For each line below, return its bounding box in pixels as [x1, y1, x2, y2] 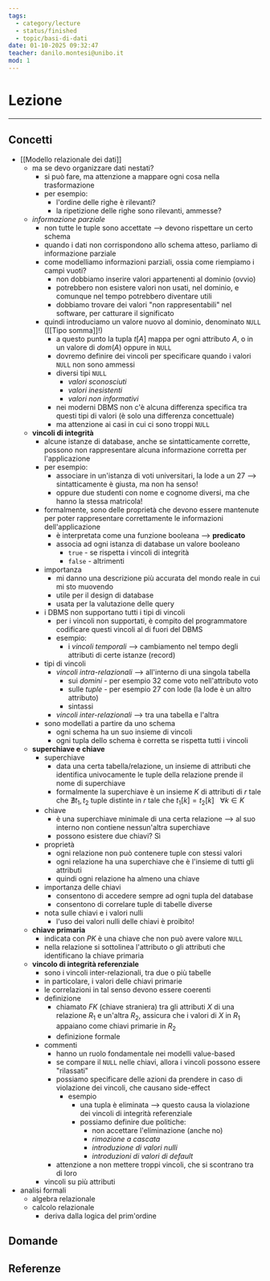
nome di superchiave [55, 778, 126, 788]
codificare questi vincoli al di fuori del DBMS [55, 624, 203, 634]
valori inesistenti [67, 385, 123, 395]
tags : [8, 11, 27, 20]
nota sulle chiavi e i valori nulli [43, 908, 143, 918]
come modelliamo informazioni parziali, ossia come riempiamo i [43, 257, 255, 266]
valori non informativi [67, 393, 139, 403]
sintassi [67, 701, 94, 711]
